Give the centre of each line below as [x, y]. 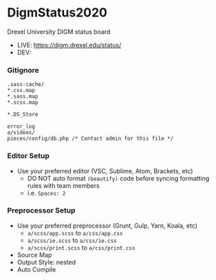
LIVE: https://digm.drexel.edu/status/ [69, 45]
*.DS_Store [23, 115]
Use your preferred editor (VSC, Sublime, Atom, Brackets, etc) [105, 171]
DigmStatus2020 [57, 13]
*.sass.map [23, 97]
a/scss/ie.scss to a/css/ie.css [72, 240]
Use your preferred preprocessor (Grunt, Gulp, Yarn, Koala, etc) [107, 226]
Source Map [34, 255]
